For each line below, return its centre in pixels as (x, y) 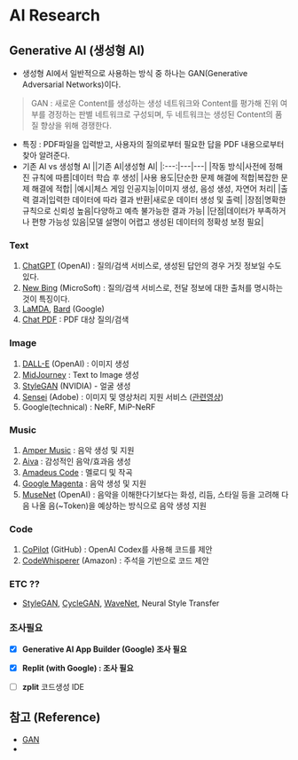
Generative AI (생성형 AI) (77, 50)
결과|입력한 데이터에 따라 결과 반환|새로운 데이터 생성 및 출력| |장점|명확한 (159, 200)
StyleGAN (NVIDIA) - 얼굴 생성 (76, 386)
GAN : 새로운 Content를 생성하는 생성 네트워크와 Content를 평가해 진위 (154, 103)
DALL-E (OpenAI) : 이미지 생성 (76, 364)
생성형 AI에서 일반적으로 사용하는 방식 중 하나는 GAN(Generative (135, 73)
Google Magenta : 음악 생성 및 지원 (84, 483)
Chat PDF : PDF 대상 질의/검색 (75, 319)
